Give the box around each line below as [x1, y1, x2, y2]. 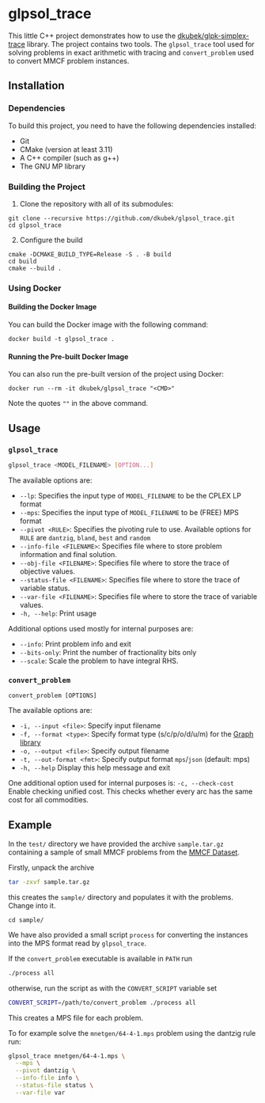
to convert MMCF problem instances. [8, 56, 130, 66]
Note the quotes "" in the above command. [8, 399, 149, 408]
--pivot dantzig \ [15, 1067, 77, 1075]
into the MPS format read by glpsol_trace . [8, 938, 146, 948]
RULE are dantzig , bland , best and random [19, 533, 151, 542]
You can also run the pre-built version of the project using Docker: [8, 370, 224, 379]
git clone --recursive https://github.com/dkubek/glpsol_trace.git [8, 214, 236, 222]
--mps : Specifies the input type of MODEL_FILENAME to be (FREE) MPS [19, 507, 240, 517]
